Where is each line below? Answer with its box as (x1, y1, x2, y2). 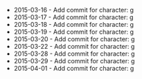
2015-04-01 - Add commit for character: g (13, 65, 134, 72)
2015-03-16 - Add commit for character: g (13, 6, 134, 14)
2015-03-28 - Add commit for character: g (13, 49, 135, 58)
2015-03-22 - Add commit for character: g (13, 43, 135, 50)
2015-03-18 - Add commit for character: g (13, 21, 134, 28)
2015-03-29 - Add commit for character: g (13, 57, 135, 65)
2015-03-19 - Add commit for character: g (13, 27, 134, 36)
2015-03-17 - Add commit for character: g (13, 13, 134, 21)
